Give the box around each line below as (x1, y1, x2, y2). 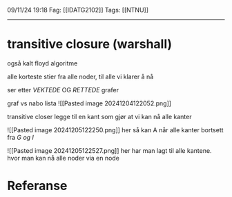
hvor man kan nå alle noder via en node (7, 154, 119, 162)
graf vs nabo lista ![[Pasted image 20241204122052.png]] (7, 99, 171, 107)
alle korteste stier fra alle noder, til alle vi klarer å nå (7, 72, 154, 81)
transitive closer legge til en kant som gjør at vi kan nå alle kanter (7, 112, 192, 121)
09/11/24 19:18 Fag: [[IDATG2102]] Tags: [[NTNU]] (7, 6, 149, 14)
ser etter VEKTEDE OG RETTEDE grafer (7, 85, 119, 94)
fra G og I (7, 133, 35, 141)
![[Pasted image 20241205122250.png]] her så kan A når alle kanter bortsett (7, 125, 224, 134)
